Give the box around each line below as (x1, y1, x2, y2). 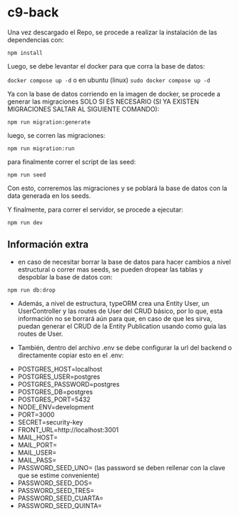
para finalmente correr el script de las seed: (7, 157, 136, 166)
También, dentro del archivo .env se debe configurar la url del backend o (17, 343, 232, 352)
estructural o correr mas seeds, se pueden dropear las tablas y (17, 265, 203, 274)
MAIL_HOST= (17, 433, 59, 442)
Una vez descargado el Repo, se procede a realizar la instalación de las (7, 28, 218, 36)
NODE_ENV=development (17, 402, 94, 411)
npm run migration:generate (7, 119, 91, 126)
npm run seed (7, 171, 46, 179)
